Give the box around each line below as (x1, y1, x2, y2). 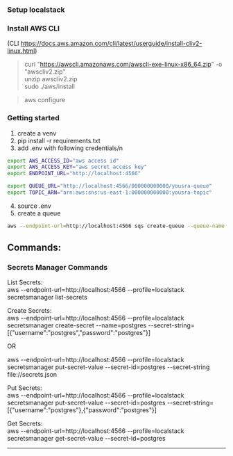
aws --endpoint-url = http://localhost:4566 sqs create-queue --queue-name (7, 222, 225, 229)
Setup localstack (7, 5, 65, 15)
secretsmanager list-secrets (7, 293, 88, 302)
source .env (17, 202, 52, 210)
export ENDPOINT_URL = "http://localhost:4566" (7, 170, 141, 177)
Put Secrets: (7, 384, 42, 392)
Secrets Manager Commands (7, 263, 108, 272)
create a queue (17, 209, 61, 217)
